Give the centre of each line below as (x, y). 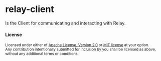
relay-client (30, 9)
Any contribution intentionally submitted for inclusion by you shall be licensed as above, (81, 49)
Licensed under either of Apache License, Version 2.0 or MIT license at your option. (77, 45)
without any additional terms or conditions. (42, 54)
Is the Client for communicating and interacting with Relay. (65, 23)
